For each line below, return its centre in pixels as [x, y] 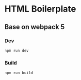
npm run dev [16, 50]
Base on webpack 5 [35, 27]
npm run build [19, 73]
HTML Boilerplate [40, 9]
